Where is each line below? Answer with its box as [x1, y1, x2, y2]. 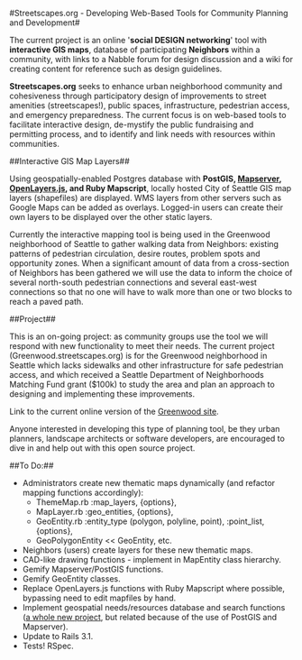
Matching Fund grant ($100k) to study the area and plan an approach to [9, 379, 275, 390]
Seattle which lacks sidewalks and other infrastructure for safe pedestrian [9, 360, 284, 371]
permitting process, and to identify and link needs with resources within [9, 129, 276, 139]
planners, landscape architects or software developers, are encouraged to [9, 433, 286, 444]
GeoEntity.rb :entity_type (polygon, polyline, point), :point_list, [35, 516, 265, 527]
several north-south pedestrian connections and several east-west [9, 277, 257, 288]
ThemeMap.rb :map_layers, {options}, [35, 497, 178, 508]
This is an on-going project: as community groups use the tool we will [9, 331, 269, 342]
